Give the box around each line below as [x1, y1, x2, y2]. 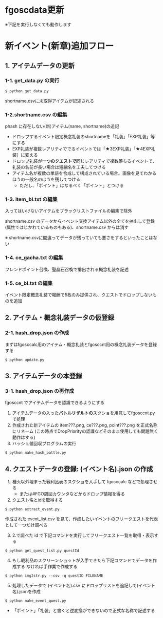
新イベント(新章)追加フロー [5, 41, 114, 52]
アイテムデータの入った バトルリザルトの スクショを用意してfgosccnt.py [12, 410, 155, 416]
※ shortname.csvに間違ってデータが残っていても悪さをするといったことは [5, 235, 153, 241]
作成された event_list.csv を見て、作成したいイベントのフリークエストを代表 [5, 516, 158, 522]
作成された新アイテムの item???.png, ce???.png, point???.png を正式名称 [12, 422, 158, 428]
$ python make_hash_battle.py [5, 450, 67, 455]
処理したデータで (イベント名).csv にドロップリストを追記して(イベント [12, 582, 156, 589]
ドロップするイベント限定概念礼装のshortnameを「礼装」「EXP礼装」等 [12, 134, 155, 140]
